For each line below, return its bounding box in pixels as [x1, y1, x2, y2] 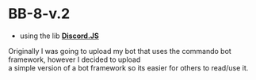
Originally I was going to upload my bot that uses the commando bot [8, 46, 231, 55]
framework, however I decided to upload [8, 55, 141, 64]
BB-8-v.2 [8, 5, 71, 23]
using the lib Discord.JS [19, 31, 99, 40]
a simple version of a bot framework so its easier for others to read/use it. [8, 63, 249, 72]
